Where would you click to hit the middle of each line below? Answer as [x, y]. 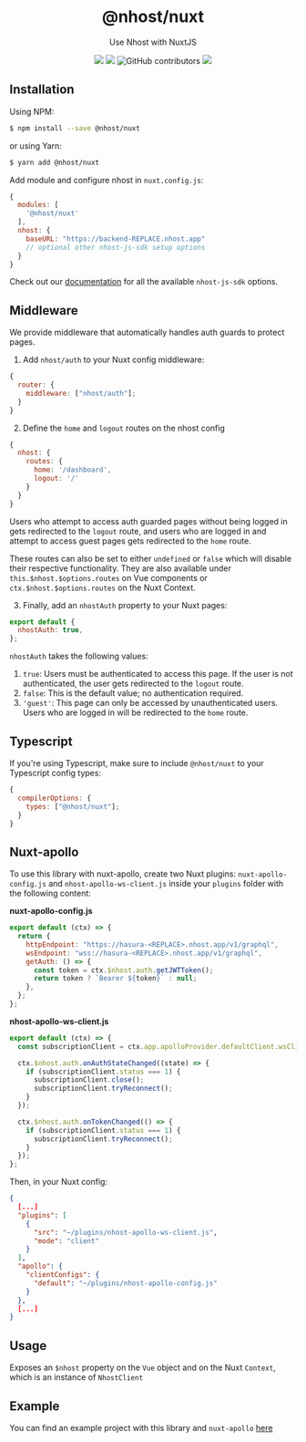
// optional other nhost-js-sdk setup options [116, 247]
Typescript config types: [56, 773]
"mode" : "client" [66, 1241]
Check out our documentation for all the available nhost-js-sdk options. [144, 282]
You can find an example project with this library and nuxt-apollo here [141, 1427]
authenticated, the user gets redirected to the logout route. [133, 684]
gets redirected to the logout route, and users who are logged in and [138, 531]
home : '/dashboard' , [72, 470]
